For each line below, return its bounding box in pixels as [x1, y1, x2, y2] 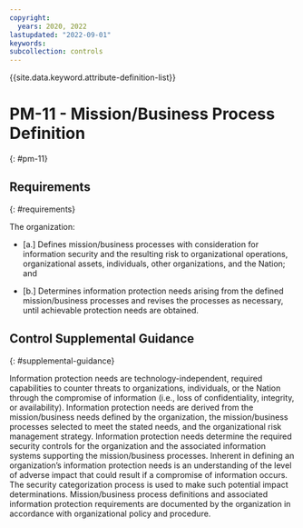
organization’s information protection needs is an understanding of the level [9, 460, 292, 471]
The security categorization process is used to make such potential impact [9, 479, 288, 490]
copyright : [9, 13, 51, 23]
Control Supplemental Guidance [9, 331, 195, 346]
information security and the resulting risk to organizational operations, [22, 248, 288, 259]
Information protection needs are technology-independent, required [9, 373, 263, 384]
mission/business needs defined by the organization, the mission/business [9, 411, 288, 423]
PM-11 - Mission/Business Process [9, 104, 275, 125]
